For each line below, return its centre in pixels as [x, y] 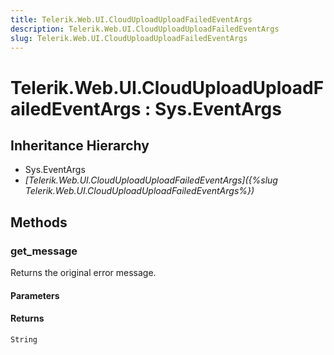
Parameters [35, 295]
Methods [39, 222]
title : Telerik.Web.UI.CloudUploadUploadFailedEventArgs [131, 19]
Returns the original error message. [83, 273]
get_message [44, 251]
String [24, 339]
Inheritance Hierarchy [80, 145]
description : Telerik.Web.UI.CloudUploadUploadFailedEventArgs [145, 29]
